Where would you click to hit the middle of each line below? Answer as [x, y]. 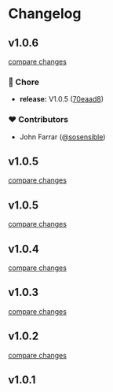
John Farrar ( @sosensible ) [62, 137]
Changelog [45, 14]
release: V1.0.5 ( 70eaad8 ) [62, 99]
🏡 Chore [24, 82]
